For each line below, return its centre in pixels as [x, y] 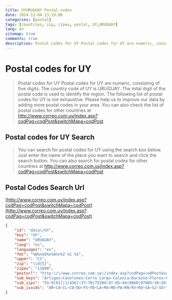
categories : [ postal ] [28, 19]
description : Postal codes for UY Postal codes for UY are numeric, [80, 44]
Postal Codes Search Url [45, 187]
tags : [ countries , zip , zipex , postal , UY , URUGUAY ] [61, 24]
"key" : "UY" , [28, 235]
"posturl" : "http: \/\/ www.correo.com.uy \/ [60, 273]
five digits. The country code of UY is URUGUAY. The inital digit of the [92, 88]
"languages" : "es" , [35, 249]
